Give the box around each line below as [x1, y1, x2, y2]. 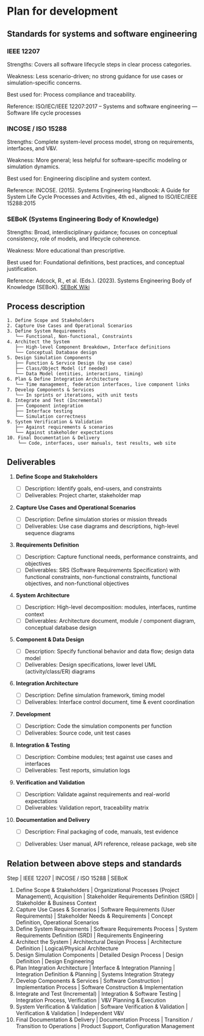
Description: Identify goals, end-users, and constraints [24, 485, 162, 492]
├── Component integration [15, 403, 84, 409]
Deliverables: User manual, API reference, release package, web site [24, 840, 197, 847]
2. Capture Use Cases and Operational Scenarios [7, 323, 133, 329]
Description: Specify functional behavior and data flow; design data [24, 647, 194, 655]
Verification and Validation [15, 779, 85, 786]
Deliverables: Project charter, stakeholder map [24, 492, 142, 499]
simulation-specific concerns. [7, 79, 82, 86]
